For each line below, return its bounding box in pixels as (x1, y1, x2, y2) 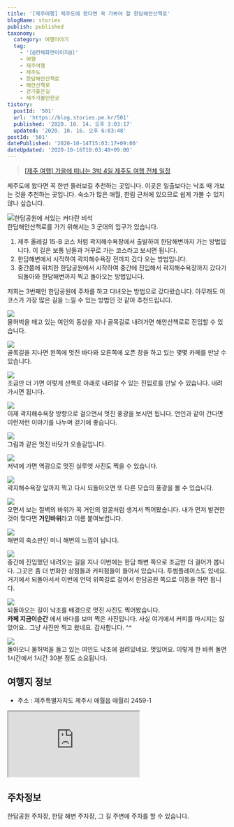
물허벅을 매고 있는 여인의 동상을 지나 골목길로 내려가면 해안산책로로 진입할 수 (7, 318, 217, 325)
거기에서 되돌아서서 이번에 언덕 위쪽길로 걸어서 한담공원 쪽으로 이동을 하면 (7, 576, 209, 583)
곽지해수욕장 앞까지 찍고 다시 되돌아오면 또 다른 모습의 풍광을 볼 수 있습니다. (7, 483, 214, 492)
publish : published (7, 23, 64, 30)
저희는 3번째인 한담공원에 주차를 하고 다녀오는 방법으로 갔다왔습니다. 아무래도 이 (7, 287, 226, 295)
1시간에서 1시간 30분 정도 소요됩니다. (7, 654, 108, 662)
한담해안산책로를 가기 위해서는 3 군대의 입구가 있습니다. (7, 223, 159, 230)
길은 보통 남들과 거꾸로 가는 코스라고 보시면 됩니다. (39, 246, 178, 254)
